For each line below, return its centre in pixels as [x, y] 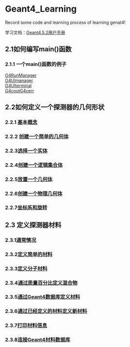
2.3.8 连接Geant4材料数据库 [38, 340]
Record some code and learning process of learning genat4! [65, 22]
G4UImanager [19, 80]
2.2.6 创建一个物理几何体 [34, 193]
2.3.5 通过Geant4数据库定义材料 [43, 297]
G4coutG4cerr [20, 90]
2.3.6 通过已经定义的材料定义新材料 [46, 311]
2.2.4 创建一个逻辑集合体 [34, 165]
